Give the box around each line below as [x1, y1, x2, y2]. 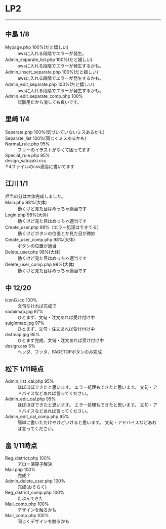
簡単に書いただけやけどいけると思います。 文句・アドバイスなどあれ [17, 419, 157, 425]
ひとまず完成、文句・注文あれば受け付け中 [17, 338, 104, 344]
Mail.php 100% [5, 467, 36, 472]
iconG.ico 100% [5, 297, 38, 303]
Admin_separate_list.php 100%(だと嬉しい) [5, 57, 93, 62]
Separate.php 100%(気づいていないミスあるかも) [5, 129, 105, 135]
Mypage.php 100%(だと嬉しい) [5, 44, 69, 50]
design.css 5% [5, 343, 36, 349]
